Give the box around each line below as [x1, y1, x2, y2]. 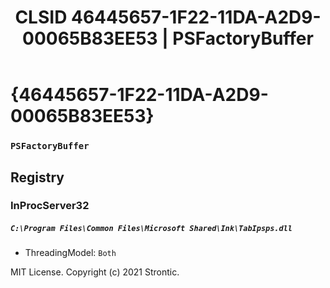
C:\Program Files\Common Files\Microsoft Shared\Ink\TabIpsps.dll [10, 224, 293, 234]
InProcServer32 [10, 199, 90, 213]
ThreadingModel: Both [24, 247, 117, 259]
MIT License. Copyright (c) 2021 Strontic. [10, 266, 180, 278]
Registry [10, 169, 65, 186]
